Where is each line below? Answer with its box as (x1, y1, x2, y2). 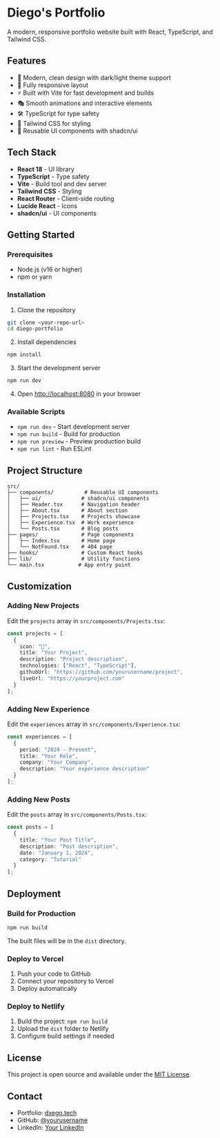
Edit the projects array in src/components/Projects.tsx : (7, 616, 166, 625)
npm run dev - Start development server (17, 423, 130, 431)
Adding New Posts (7, 795, 70, 804)
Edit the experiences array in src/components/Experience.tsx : (7, 720, 181, 728)
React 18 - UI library (17, 164, 74, 173)
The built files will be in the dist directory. (7, 936, 126, 945)
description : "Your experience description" (19, 766, 150, 772)
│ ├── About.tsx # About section (7, 507, 128, 514)
